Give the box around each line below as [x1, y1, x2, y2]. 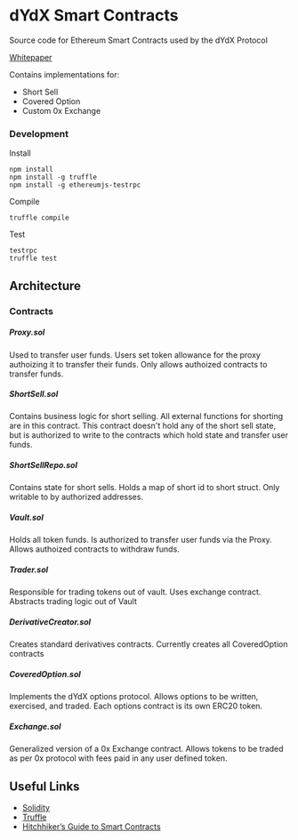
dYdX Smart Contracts [9, 5, 180, 26]
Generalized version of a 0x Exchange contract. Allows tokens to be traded [9, 744, 284, 755]
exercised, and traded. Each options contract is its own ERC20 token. [9, 700, 263, 712]
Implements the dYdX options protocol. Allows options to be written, [9, 691, 259, 702]
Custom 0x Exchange [21, 105, 101, 116]
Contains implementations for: [9, 69, 120, 80]
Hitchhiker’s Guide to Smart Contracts [21, 821, 162, 832]
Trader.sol [9, 564, 49, 575]
